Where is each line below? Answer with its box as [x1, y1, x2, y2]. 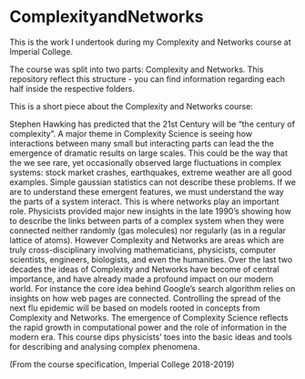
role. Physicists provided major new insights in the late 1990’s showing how [9, 205, 291, 216]
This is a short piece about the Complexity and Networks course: [9, 100, 253, 111]
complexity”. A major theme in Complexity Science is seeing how [9, 128, 253, 138]
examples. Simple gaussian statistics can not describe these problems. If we [9, 176, 296, 188]
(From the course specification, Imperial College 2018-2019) [9, 358, 235, 370]
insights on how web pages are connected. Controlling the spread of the [9, 292, 281, 303]
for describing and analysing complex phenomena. [9, 341, 200, 352]
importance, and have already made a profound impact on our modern [9, 273, 274, 284]
